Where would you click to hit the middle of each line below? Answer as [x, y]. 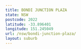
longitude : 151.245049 [29, 29]
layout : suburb [21, 39]
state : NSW [17, 15]
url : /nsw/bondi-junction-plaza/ [41, 34]
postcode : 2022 [21, 19]
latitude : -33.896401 [28, 24]
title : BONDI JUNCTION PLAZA [36, 10]
